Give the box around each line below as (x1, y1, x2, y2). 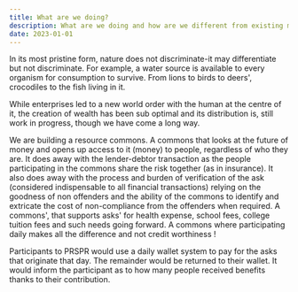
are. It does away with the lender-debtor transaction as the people (9, 154, 251, 165)
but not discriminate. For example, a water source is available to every (9, 63, 265, 73)
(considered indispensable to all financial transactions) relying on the (9, 182, 262, 193)
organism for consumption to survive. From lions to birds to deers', (9, 73, 253, 83)
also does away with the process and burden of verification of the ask (9, 173, 264, 183)
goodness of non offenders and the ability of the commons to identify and (9, 191, 279, 202)
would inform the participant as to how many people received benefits (9, 265, 266, 275)
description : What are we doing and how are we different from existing (9, 21, 284, 30)
